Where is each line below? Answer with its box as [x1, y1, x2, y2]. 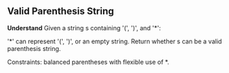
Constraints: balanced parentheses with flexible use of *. [7, 58, 169, 66]
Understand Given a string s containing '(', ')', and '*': [7, 23, 161, 32]
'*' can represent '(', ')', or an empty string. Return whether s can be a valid [7, 37, 223, 45]
